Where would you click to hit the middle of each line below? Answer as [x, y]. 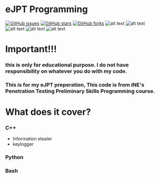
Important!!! [31, 49]
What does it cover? [48, 112]
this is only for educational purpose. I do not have [67, 65]
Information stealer [32, 139]
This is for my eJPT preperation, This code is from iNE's [75, 84]
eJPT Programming [47, 9]
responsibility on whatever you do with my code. [66, 71]
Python [14, 157]
